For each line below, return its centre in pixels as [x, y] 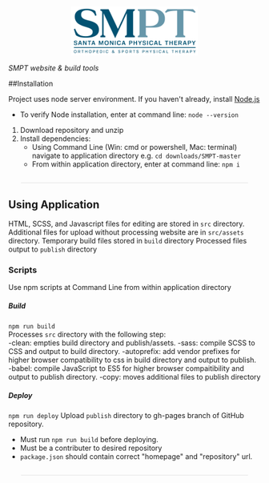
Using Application [54, 205]
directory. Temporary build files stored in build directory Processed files [128, 241]
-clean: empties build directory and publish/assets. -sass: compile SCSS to [132, 343]
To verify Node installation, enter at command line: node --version [129, 115]
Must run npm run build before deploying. [89, 440]
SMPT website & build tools [54, 68]
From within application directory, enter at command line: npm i [136, 164]
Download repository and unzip [72, 131]
